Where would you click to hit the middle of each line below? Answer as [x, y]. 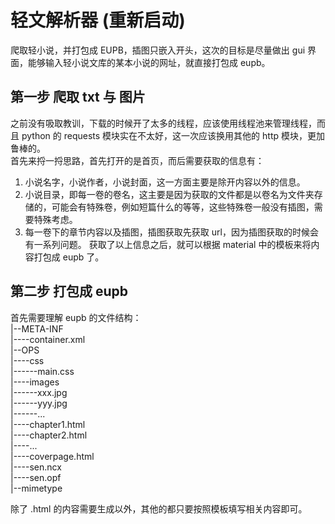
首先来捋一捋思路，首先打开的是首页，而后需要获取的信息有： [137, 160]
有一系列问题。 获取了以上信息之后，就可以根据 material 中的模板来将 [168, 244]
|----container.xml [48, 339]
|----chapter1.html [48, 424]
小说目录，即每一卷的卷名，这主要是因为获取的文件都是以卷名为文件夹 [169, 194]
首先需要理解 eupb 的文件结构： [76, 317]
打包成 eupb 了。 [69, 257]
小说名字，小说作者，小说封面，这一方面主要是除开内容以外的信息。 [165, 182]
